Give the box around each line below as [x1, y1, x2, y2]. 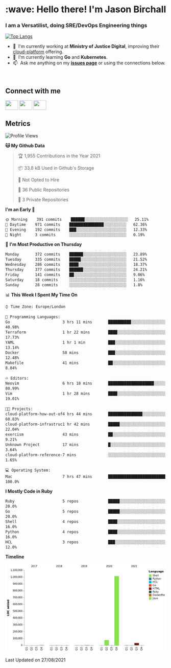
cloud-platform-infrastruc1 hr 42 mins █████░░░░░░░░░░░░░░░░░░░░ [5, 422, 166, 427]
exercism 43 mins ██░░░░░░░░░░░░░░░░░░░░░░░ [5, 432, 166, 437]
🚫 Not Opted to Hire [17, 177, 60, 183]
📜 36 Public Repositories [17, 187, 70, 193]
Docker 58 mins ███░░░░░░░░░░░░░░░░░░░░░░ [5, 350, 166, 356]
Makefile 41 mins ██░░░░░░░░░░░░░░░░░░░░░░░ [5, 360, 166, 366]
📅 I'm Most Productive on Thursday [5, 241, 82, 247]
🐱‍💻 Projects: [5, 406, 33, 412]
